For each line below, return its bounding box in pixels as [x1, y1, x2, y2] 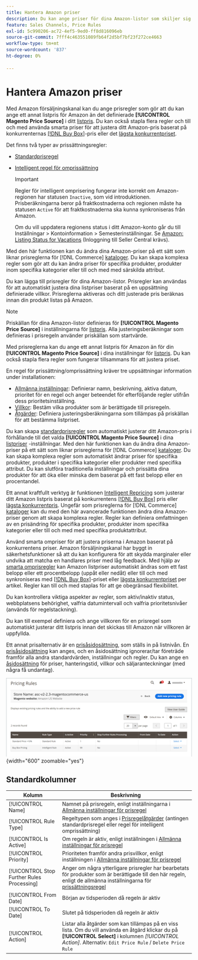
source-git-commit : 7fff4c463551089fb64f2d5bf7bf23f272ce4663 [6, 34, 162, 41]
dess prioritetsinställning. [14, 397, 77, 404]
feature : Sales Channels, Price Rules [6, 22, 101, 28]
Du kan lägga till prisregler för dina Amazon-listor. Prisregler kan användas [6, 278, 187, 285]
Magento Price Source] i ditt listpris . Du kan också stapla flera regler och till [6, 117, 191, 124]
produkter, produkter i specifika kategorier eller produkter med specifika [6, 458, 181, 466]
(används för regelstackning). [6, 606, 78, 613]
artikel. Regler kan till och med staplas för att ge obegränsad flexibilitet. [6, 582, 179, 589]
